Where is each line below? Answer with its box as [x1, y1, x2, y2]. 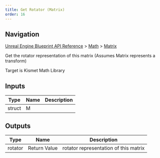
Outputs [5, 121, 31, 130]
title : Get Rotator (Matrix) [5, 7, 65, 12]
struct [7, 105, 21, 112]
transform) [5, 58, 27, 64]
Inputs [5, 82, 26, 90]
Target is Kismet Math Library [5, 68, 65, 74]
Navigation [5, 30, 39, 39]
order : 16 [5, 12, 26, 17]
